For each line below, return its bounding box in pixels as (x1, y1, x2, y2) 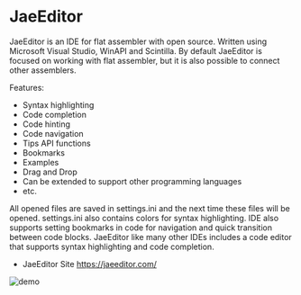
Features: (9, 82, 45, 93)
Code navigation (22, 128, 84, 139)
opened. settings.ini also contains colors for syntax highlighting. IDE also (9, 212, 279, 223)
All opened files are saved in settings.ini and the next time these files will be (9, 202, 290, 213)
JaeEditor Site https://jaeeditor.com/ (22, 258, 158, 269)
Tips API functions (22, 138, 92, 148)
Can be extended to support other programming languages (22, 175, 242, 186)
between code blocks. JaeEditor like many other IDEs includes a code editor (9, 231, 293, 242)
